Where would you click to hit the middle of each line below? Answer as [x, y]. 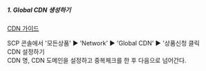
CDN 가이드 [23, 28]
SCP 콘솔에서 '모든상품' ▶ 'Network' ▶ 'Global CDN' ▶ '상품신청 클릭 [104, 43]
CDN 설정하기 [26, 52]
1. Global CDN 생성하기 [39, 10]
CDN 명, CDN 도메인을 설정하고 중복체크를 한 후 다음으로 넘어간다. [97, 60]
